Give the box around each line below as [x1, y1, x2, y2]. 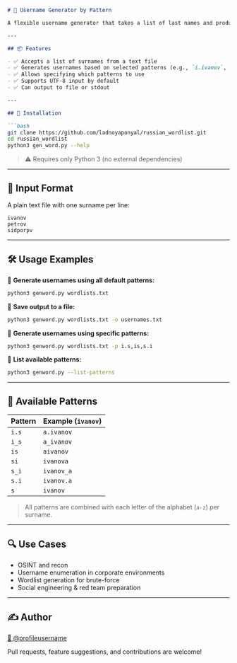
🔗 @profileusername [7, 633, 67, 642]
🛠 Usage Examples [7, 253, 94, 265]
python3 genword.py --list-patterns [7, 369, 115, 376]
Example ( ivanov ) [42, 416, 102, 426]
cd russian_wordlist [7, 135, 68, 143]
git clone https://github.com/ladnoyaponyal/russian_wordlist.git [7, 129, 207, 136]
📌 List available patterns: [7, 355, 82, 364]
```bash [7, 122, 30, 129]
